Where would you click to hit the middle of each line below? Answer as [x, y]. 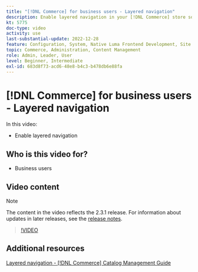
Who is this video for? [47, 154]
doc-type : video [26, 28]
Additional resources [45, 249]
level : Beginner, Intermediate [44, 61]
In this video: [22, 124]
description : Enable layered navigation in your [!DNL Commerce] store [96, 17]
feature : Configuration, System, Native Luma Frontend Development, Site [99, 45]
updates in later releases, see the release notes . [64, 218]
